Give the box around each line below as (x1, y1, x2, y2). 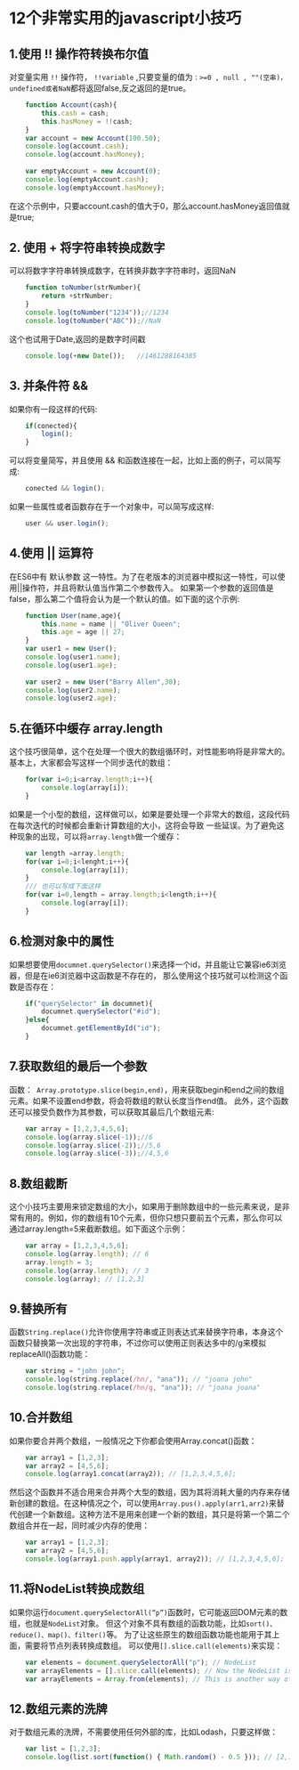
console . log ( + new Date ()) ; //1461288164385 (25, 351, 198, 361)
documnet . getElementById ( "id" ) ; (41, 1024, 162, 1033)
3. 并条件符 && (9, 378, 89, 394)
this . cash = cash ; (41, 109, 109, 118)
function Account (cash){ (25, 101, 117, 110)
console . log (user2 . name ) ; (25, 686, 122, 694)
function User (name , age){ (25, 611, 122, 620)
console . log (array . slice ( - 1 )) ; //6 (25, 1133, 153, 1141)
